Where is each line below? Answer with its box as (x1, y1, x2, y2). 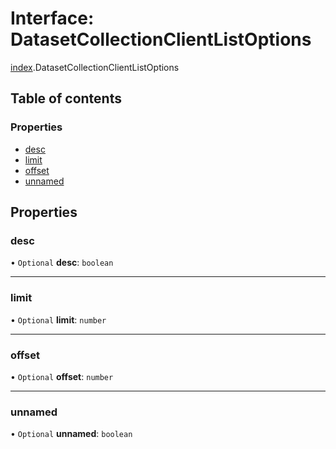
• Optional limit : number (10, 313, 107, 326)
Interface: (10, 7, 95, 30)
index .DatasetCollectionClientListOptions (10, 61, 180, 73)
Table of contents (10, 90, 122, 107)
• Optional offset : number (10, 370, 114, 382)
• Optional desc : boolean (10, 257, 114, 269)
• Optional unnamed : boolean (10, 428, 133, 440)
